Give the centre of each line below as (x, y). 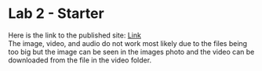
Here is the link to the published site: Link (75, 35)
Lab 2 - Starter (56, 14)
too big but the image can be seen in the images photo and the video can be (131, 51)
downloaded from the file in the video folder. (80, 60)
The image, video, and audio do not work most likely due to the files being (128, 43)
